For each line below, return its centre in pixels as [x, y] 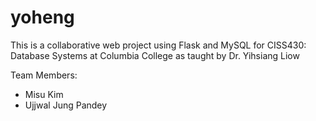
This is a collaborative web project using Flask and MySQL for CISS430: [158, 45]
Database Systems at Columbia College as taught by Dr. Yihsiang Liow [155, 55]
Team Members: [44, 75]
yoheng [42, 17]
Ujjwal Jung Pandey [66, 105]
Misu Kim [44, 94]
